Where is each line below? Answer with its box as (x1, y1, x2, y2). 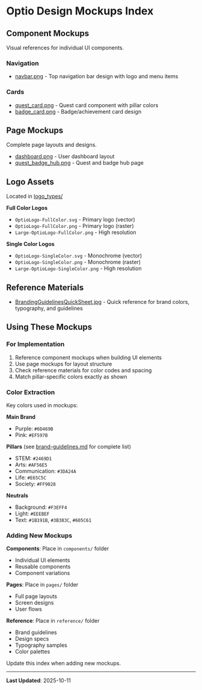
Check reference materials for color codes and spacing (14, 366, 152, 374)
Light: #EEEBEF (14, 510, 50, 517)
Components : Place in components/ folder (6, 545, 109, 552)
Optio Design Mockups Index (6, 4, 154, 18)
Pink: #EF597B (14, 431, 48, 439)
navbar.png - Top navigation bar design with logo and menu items (14, 73, 179, 80)
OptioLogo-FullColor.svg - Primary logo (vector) (14, 216, 135, 223)
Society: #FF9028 (14, 480, 56, 488)
